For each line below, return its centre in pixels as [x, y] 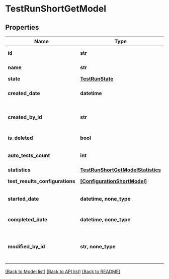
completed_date [28, 219]
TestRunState [97, 79]
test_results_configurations [41, 181]
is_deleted [20, 138]
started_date [23, 199]
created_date [24, 93]
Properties [22, 27]
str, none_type [98, 247]
